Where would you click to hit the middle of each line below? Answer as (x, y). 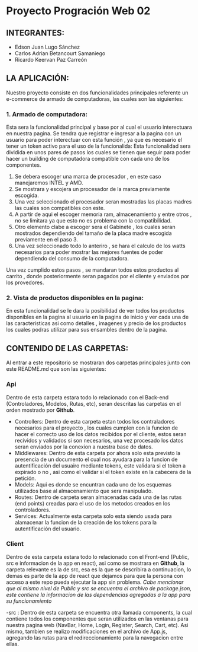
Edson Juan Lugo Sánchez (47, 47)
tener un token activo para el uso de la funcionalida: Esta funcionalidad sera (98, 146)
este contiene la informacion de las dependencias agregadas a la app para (98, 594)
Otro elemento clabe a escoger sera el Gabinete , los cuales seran (95, 227)
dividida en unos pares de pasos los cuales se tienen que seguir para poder (98, 152)
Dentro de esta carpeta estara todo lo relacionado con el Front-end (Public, (98, 556)
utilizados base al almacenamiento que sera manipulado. (84, 491)
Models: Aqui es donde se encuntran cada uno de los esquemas (93, 484)
